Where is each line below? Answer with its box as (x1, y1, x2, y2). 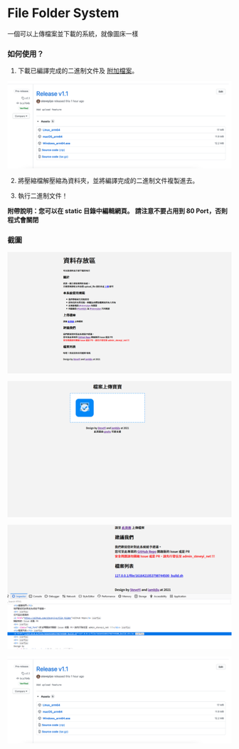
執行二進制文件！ (17, 191, 68, 200)
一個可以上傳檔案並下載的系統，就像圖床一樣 (7, 29, 139, 38)
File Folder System (7, 5, 119, 21)
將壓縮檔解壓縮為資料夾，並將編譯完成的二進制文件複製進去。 (17, 176, 199, 184)
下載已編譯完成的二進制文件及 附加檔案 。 (17, 66, 139, 75)
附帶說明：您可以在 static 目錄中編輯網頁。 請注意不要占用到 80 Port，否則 (7, 206, 228, 215)
